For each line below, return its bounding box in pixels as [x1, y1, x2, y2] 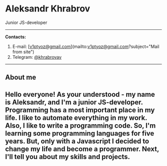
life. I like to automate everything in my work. [5, 113, 148, 122]
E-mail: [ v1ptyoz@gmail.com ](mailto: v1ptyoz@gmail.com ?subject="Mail [12, 43, 160, 49]
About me [5, 73, 36, 82]
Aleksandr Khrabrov [5, 3, 90, 14]
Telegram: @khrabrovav [12, 54, 62, 60]
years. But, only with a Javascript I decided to [5, 137, 149, 145]
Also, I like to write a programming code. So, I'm [5, 121, 156, 130]
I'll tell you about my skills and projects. [5, 153, 130, 161]
